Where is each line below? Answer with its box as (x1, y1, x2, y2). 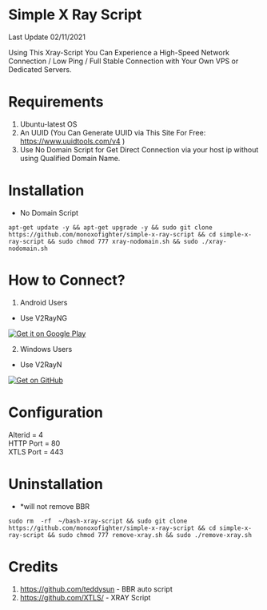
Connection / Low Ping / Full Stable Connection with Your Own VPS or (8, 56, 239, 66)
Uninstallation (8, 475, 104, 493)
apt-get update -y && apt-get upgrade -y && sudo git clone (8, 223, 213, 232)
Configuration (8, 403, 104, 422)
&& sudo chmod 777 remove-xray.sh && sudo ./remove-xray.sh (47, 531, 252, 539)
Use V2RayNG (19, 313, 68, 322)
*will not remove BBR (19, 501, 90, 511)
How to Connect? (8, 271, 126, 289)
